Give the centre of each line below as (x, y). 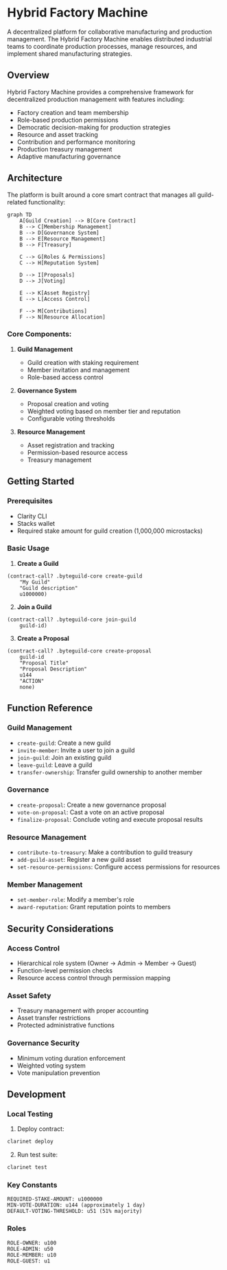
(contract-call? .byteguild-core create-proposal (80, 651)
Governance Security (44, 1043)
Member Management (45, 885)
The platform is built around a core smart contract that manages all (101, 195)
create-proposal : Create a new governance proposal (92, 805)
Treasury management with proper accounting (83, 1010)
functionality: (47, 202)
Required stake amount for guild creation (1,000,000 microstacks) (110, 531)
